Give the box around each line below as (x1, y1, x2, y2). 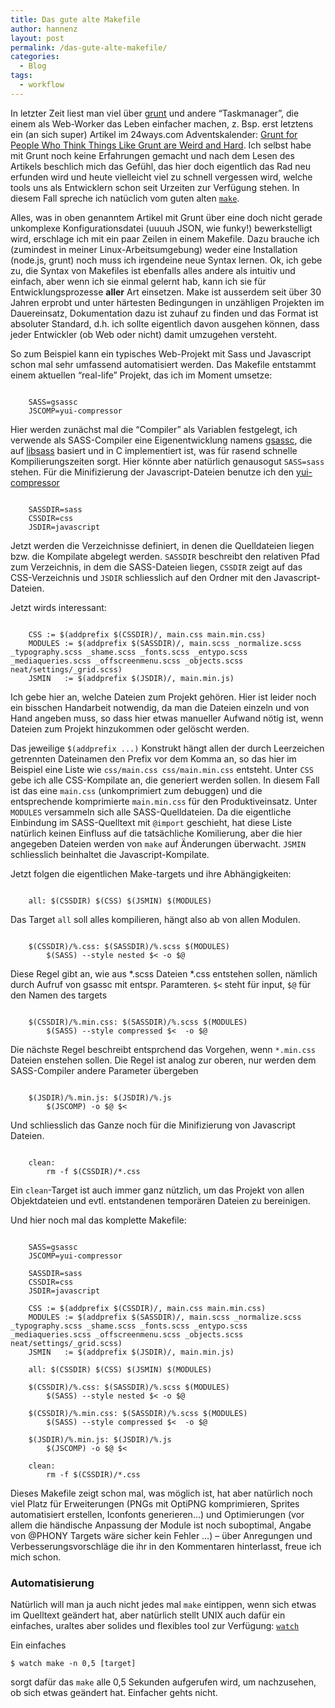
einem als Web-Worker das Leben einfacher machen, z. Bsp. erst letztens (10, 117, 314, 130)
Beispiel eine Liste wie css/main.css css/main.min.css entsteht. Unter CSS (10, 763, 314, 775)
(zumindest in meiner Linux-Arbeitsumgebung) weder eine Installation (10, 243, 298, 255)
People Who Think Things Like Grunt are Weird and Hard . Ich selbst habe (10, 139, 312, 151)
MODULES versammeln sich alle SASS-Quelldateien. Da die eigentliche (10, 806, 292, 818)
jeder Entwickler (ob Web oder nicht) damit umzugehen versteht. (10, 328, 278, 340)
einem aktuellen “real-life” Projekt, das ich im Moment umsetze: (10, 369, 273, 381)
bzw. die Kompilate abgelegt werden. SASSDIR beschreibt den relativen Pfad (10, 550, 320, 562)
